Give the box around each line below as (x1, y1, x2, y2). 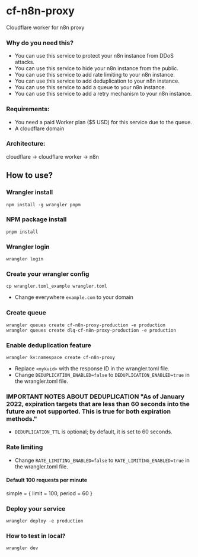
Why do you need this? (6, 39, 74, 47)
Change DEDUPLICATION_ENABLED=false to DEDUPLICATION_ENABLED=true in (14, 372, 190, 378)
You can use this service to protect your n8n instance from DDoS (14, 52, 174, 59)
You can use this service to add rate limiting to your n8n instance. (14, 71, 175, 78)
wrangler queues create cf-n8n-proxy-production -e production (6, 322, 166, 328)
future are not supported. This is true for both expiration (6, 407, 171, 416)
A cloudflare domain (14, 125, 65, 132)
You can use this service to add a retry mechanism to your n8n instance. (14, 90, 192, 97)
